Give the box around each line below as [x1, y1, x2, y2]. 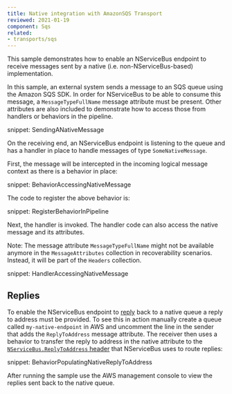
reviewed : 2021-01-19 [7, 17, 70, 24]
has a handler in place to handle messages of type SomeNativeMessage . [7, 147, 208, 155]
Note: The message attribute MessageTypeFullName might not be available [7, 241, 214, 250]
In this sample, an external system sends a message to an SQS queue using [7, 83, 224, 91]
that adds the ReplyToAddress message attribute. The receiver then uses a [7, 330, 218, 338]
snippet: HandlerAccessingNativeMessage [7, 270, 129, 278]
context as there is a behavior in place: [7, 167, 118, 176]
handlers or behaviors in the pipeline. [7, 112, 114, 121]
